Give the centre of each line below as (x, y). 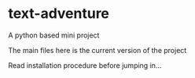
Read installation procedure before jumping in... (85, 65)
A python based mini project (54, 35)
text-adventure (59, 14)
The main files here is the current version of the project (97, 50)
